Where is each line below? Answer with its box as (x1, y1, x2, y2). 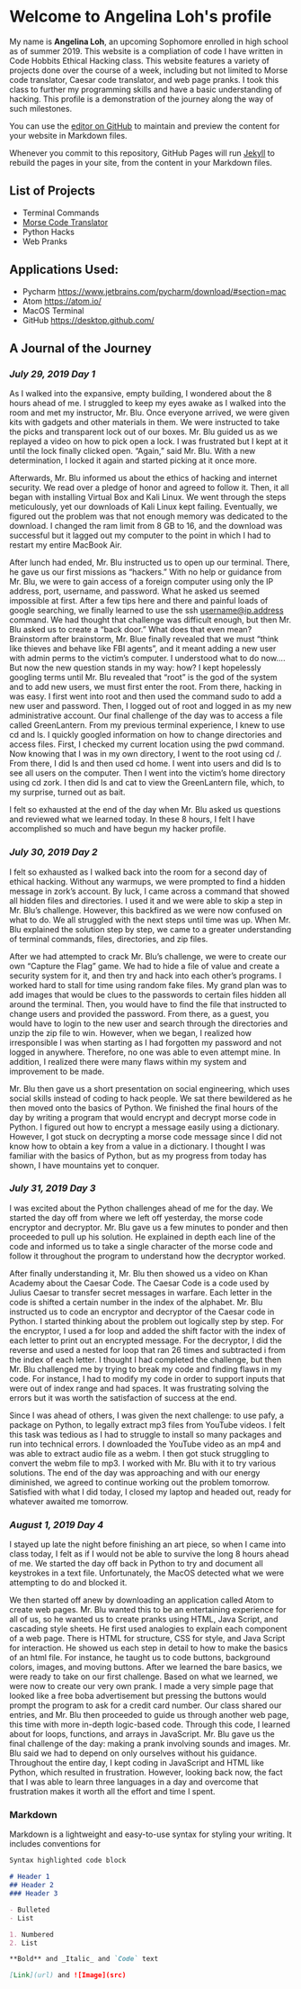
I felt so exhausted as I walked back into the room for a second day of (9, 867, 268, 877)
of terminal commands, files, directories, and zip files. (9, 933, 208, 944)
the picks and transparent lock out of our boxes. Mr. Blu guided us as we (9, 426, 279, 438)
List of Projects (9, 183, 96, 199)
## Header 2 (9, 1881, 54, 1890)
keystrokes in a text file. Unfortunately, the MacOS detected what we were (9, 1567, 285, 1578)
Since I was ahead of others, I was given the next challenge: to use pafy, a (9, 1410, 285, 1421)
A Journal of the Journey (9, 341, 152, 356)
